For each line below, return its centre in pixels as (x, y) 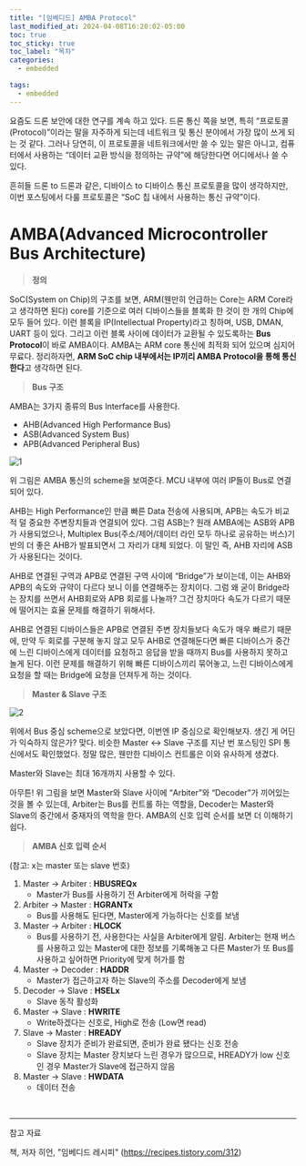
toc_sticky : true (42, 43)
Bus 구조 (47, 387)
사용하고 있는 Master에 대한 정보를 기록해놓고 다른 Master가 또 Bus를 (170, 948)
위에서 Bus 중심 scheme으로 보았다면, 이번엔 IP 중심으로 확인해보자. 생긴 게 (144, 731)
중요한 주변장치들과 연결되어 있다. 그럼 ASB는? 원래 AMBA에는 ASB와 (153, 522)
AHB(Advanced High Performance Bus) (97, 424)
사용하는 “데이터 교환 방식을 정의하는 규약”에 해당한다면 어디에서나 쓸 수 (161, 155)
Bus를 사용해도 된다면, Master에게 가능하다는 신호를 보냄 (138, 915)
